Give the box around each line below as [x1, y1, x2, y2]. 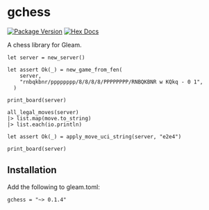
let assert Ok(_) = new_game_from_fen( [7, 66, 123, 73]
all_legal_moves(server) [7, 108, 79, 115]
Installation [7, 164, 57, 176]
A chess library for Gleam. [7, 40, 82, 49]
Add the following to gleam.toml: [7, 182, 101, 191]
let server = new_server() [7, 54, 85, 61]
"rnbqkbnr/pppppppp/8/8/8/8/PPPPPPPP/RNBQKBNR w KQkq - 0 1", [19, 78, 203, 86]
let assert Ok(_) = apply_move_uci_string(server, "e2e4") [7, 133, 182, 140]
